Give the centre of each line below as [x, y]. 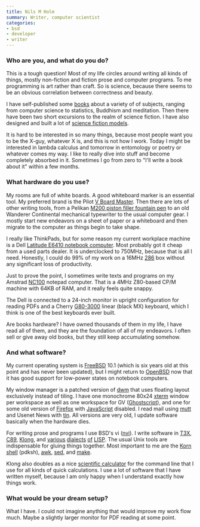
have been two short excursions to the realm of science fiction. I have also [98, 117]
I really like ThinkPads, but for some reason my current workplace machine [98, 238]
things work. [21, 483]
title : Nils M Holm [30, 12]
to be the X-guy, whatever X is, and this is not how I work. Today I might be [99, 141]
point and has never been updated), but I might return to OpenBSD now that [99, 371]
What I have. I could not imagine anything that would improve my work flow [99, 511]
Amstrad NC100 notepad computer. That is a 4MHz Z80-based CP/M [91, 282]
